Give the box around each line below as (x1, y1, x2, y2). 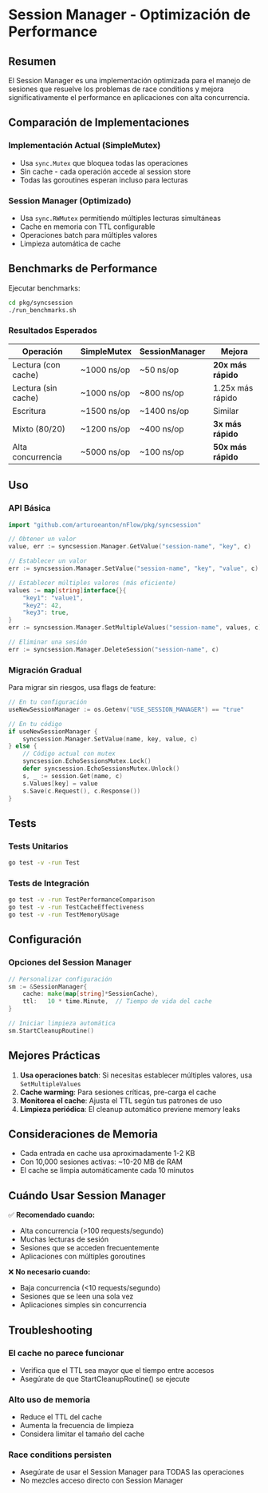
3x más (212, 418, 242, 429)
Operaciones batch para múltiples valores (19, 230, 158, 239)
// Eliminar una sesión (8, 638, 88, 646)
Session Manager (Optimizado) (8, 195, 132, 206)
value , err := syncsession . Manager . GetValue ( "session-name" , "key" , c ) (8, 543, 251, 551)
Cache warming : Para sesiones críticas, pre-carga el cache (19, 1087, 217, 1097)
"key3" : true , (22, 608, 69, 617)
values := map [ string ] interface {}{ (8, 586, 127, 594)
